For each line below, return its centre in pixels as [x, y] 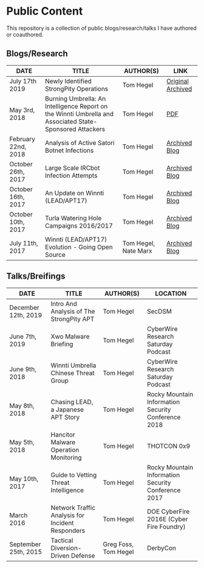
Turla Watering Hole [73, 218]
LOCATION [171, 293]
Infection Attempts [71, 175]
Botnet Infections [70, 150]
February [22, 139]
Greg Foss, [118, 544]
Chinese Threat [73, 373]
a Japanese [67, 409]
